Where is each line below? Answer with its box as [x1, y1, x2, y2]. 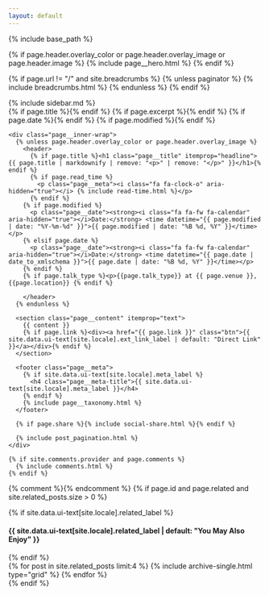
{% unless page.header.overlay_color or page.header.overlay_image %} [15, 138, 258, 146]
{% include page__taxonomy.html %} [23, 398, 143, 407]
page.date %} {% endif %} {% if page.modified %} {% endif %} [8, 114, 216, 125]
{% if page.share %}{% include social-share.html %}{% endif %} [15, 420, 236, 428]
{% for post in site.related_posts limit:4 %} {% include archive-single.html [8, 561, 253, 571]
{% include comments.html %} [15, 462, 114, 470]
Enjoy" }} [8, 535, 40, 544]
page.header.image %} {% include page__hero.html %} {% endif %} [8, 58, 234, 68]
